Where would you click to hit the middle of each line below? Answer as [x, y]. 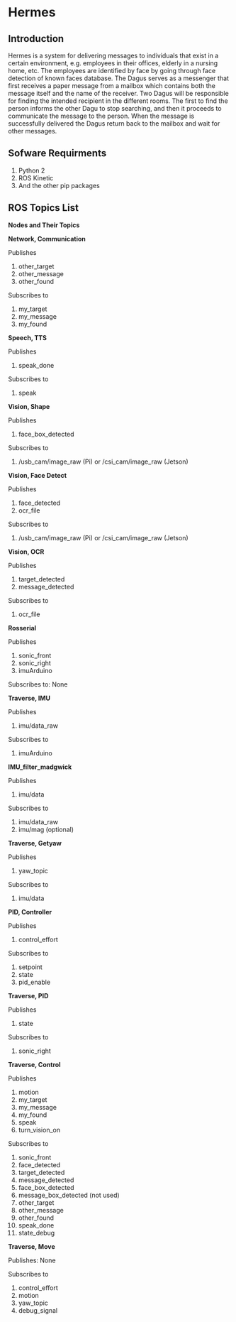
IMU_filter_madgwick [40, 767]
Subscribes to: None [38, 684]
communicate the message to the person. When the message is [101, 116]
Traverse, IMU [29, 698]
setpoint [30, 967]
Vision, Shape [29, 406]
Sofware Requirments [57, 153]
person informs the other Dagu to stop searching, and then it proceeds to [115, 108]
